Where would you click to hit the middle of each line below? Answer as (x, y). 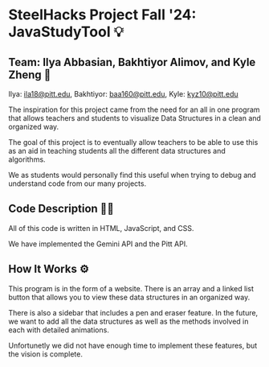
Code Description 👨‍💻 (61, 209)
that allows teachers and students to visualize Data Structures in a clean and (134, 118)
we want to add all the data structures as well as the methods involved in (128, 321)
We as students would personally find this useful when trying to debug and (132, 175)
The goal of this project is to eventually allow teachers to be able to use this (133, 142)
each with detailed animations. (59, 330)
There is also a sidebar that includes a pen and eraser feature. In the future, (133, 312)
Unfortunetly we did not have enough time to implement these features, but (133, 345)
